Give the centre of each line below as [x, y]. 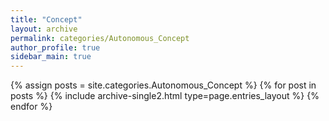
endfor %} [31, 107]
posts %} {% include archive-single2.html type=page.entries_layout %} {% [165, 96]
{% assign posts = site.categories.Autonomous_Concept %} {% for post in [163, 85]
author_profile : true [55, 47]
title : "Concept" [46, 19]
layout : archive [44, 29]
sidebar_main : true [51, 57]
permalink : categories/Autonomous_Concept [100, 38]
